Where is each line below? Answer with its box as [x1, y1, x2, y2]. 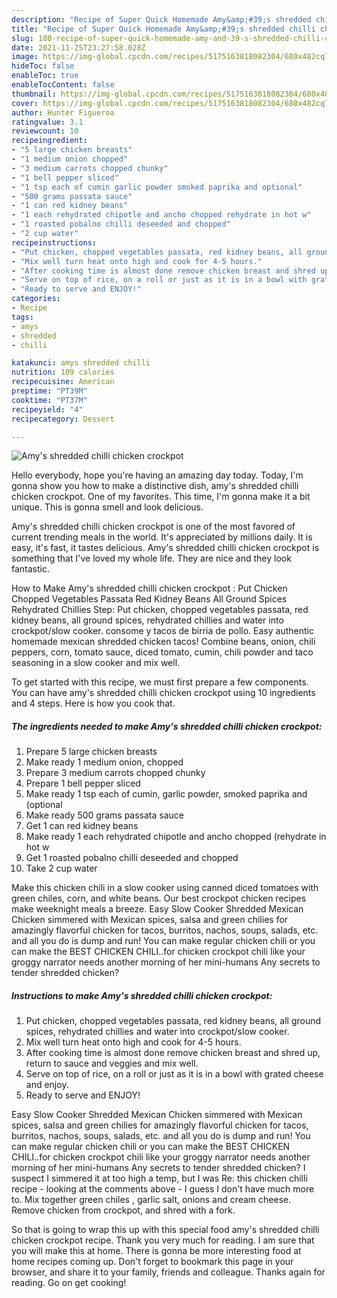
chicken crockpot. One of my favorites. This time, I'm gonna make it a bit [11, 491, 311, 503]
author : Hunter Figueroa [11, 107, 115, 118]
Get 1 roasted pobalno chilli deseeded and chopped [25, 852, 239, 864]
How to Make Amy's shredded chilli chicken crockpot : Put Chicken [11, 582, 288, 595]
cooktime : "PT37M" [11, 395, 88, 405]
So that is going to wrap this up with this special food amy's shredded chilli [11, 1224, 320, 1236]
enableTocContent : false [11, 80, 115, 90]
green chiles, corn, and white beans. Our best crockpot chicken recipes [11, 892, 307, 905]
